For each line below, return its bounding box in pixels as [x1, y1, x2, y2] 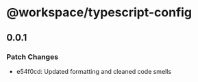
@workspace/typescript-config [6, 5, 193, 20]
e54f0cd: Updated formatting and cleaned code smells [16, 67, 172, 75]
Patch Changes [6, 52, 59, 62]
